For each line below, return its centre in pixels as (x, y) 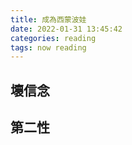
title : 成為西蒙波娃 (48, 19)
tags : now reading (48, 47)
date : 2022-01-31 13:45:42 (66, 29)
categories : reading (53, 38)
